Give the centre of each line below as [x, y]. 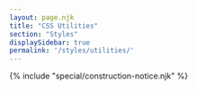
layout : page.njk [42, 17]
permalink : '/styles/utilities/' [72, 51]
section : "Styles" [44, 34]
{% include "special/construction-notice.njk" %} [99, 76]
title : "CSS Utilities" [54, 26]
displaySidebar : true [50, 42]
